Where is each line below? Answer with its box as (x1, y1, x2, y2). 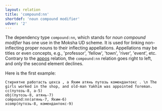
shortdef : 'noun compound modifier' (5, 16, 80, 21)
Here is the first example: (5, 70, 56, 76)
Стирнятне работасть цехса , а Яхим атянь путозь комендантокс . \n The (5, 80, 157, 85)
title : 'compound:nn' (5, 12, 50, 17)
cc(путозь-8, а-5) (5, 88, 43, 94)
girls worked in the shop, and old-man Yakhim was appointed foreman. (5, 84, 153, 89)
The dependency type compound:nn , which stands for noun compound (5, 35, 146, 40)
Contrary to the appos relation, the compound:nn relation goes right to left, (5, 55, 152, 62)
